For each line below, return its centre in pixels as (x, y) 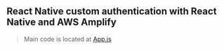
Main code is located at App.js (67, 39)
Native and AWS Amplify (61, 23)
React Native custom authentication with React (112, 11)
